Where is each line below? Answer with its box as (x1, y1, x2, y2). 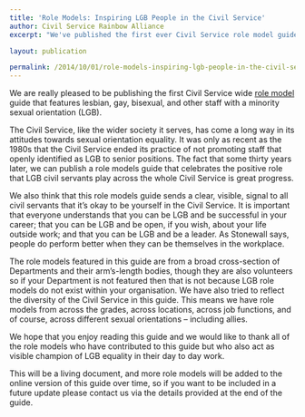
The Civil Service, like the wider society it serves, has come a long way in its (9, 124, 295, 136)
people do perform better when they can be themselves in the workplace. (9, 238, 285, 249)
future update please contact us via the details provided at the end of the (9, 387, 283, 399)
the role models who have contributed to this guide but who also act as (9, 341, 275, 352)
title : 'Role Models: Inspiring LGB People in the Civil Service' (9, 13, 266, 23)
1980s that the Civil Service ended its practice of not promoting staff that (9, 144, 282, 155)
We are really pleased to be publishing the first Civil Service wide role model (9, 88, 295, 99)
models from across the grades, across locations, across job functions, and (9, 305, 292, 315)
